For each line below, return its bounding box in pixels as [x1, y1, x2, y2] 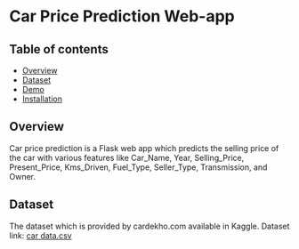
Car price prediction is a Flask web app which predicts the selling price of [9, 142, 279, 153]
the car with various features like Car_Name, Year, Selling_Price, [9, 152, 245, 163]
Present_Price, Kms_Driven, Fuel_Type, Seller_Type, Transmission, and [9, 162, 268, 173]
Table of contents [9, 42, 109, 57]
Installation [21, 93, 63, 104]
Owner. [9, 171, 36, 181]
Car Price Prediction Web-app [9, 6, 236, 27]
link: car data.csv [9, 229, 73, 241]
